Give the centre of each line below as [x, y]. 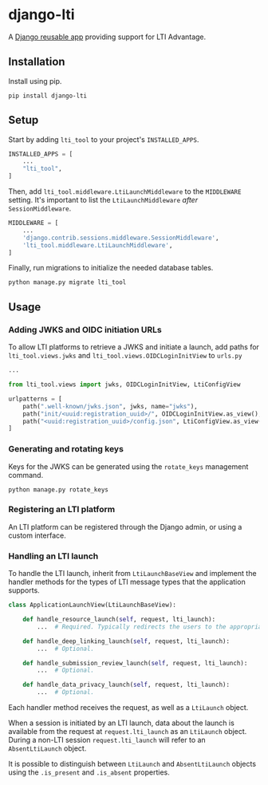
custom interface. [37, 535]
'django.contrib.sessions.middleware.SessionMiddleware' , [121, 238]
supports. [24, 590]
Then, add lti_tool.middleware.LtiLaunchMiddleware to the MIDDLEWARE [125, 191]
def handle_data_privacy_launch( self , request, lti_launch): [126, 685]
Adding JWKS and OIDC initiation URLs [85, 329]
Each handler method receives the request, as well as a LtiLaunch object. [128, 708]
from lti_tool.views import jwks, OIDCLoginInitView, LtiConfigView [124, 385]
